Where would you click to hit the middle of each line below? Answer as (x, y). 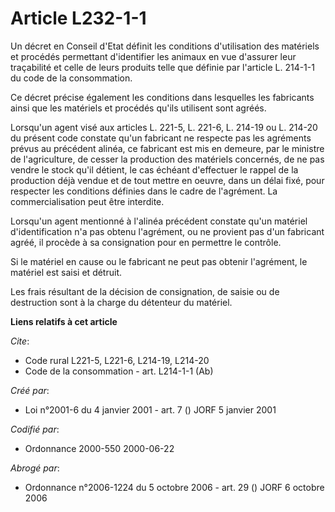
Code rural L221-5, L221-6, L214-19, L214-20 (117, 360)
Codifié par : (35, 429)
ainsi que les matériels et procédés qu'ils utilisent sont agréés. (138, 108)
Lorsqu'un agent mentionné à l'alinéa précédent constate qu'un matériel (159, 221)
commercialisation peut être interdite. (87, 201)
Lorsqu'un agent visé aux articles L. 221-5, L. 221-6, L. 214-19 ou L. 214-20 (164, 127)
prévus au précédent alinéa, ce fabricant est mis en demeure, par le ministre (167, 148)
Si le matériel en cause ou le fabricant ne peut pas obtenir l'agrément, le (159, 261)
